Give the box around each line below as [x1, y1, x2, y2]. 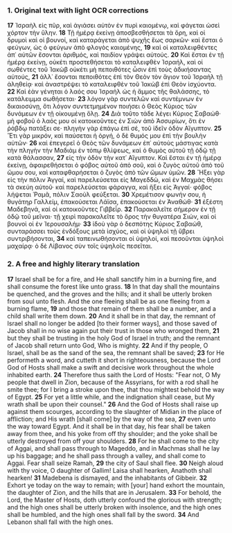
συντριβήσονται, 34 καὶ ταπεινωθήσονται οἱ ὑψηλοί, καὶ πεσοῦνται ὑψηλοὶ [7, 235, 224, 243]
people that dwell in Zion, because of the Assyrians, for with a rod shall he [7, 378, 219, 386]
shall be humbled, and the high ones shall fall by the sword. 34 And [7, 510, 199, 518]
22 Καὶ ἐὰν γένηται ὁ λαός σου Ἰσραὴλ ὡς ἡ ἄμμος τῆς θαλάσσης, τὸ [7, 87, 210, 96]
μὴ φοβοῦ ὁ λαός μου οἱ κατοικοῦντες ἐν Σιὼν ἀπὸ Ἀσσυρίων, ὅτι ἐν [7, 117, 206, 125]
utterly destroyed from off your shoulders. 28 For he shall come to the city [7, 437, 220, 445]
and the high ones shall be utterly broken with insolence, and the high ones [7, 503, 222, 511]
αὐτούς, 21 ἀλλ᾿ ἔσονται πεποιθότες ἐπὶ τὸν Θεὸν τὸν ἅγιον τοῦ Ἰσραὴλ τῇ [7, 73, 223, 81]
